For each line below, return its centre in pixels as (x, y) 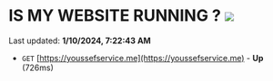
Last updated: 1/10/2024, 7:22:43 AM (80, 40)
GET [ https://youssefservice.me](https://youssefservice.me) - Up (142, 58)
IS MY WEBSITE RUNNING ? (115, 16)
